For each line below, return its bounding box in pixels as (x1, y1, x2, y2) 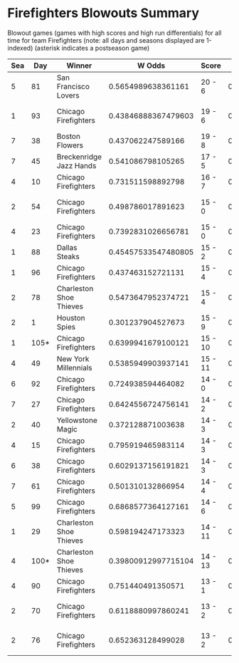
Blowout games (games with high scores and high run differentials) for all (7, 28, 222, 37)
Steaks (56, 251, 80, 261)
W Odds (137, 61, 166, 71)
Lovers (56, 90, 80, 100)
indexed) (7, 43, 33, 52)
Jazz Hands (56, 160, 97, 170)
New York (56, 354, 90, 364)
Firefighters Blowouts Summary (7, 5, 199, 21)
